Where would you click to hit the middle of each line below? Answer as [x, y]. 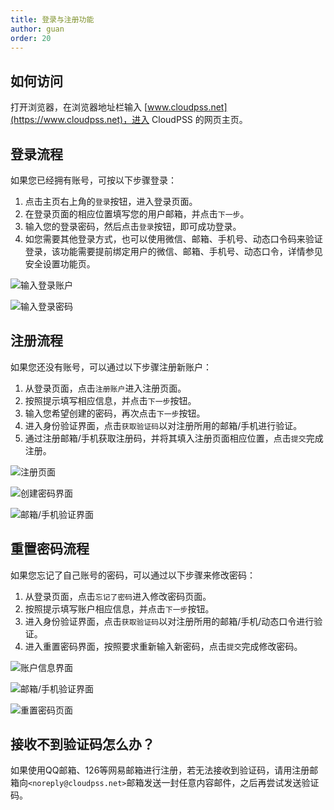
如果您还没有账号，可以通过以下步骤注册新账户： [111, 367]
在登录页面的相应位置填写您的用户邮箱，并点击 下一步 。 [137, 214]
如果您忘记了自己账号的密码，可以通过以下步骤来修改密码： [133, 575]
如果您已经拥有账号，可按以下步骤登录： [93, 180]
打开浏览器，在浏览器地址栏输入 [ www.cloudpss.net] [119, 107]
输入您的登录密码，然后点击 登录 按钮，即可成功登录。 [133, 226]
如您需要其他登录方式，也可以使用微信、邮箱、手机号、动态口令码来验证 [173, 239]
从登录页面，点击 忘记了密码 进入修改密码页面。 [118, 596]
